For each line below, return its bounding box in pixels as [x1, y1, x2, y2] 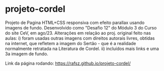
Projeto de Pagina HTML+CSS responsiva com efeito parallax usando [5, 20, 145, 25]
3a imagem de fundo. [5, 50, 48, 57]
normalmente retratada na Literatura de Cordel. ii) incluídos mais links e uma [5, 46, 159, 51]
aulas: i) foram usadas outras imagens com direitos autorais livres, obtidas [5, 35, 155, 41]
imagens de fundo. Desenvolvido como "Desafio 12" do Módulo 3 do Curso [5, 24, 157, 30]
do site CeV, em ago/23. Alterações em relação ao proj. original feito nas [5, 30, 151, 36]
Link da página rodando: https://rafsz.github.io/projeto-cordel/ [5, 60, 131, 66]
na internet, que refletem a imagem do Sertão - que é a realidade [5, 40, 136, 46]
